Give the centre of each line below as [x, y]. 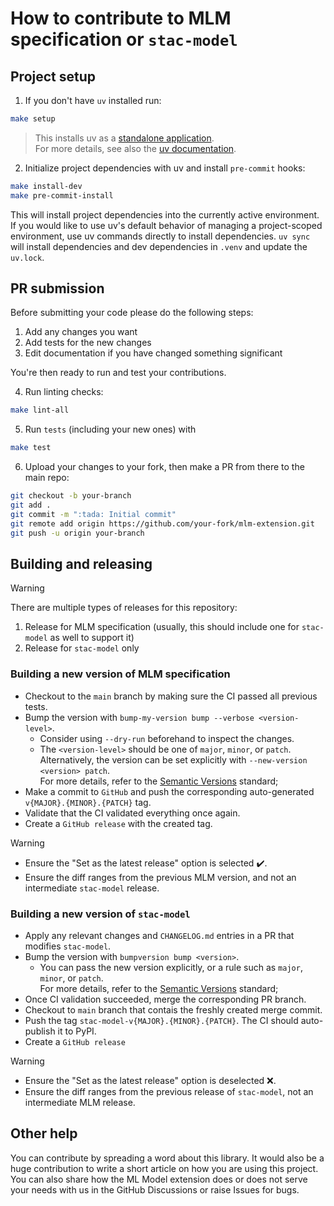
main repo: [47, 478]
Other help [44, 1133]
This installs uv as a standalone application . [124, 138]
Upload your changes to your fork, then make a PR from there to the [164, 467]
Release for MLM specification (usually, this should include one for [162, 627]
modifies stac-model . [68, 946]
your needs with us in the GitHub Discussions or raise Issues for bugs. [155, 1189]
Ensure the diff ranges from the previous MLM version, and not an [160, 877]
